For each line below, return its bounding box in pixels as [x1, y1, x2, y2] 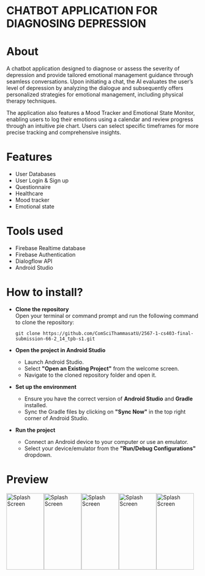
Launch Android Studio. [24, 358, 84, 366]
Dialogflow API [15, 257, 53, 265]
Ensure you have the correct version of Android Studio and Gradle [24, 395, 193, 402]
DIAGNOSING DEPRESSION [6, 17, 147, 31]
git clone [15, 330, 41, 336]
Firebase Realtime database [15, 245, 86, 251]
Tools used [6, 224, 64, 238]
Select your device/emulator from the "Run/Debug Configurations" [24, 445, 196, 452]
